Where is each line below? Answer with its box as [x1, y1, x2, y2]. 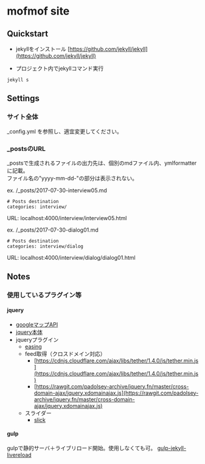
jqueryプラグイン [15, 336, 59, 343]
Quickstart [7, 29, 49, 39]
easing [24, 342, 42, 350]
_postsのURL [7, 144, 46, 153]
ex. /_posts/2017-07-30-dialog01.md [7, 226, 99, 234]
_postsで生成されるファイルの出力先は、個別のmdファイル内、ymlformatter [7, 159, 197, 167]
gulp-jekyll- [157, 444, 187, 451]
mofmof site [7, 4, 70, 18]
